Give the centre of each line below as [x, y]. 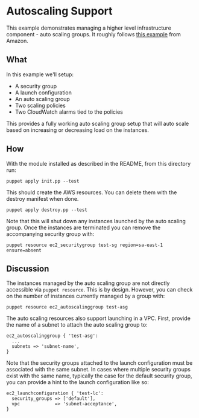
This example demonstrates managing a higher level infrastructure [89, 28]
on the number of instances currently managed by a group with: [86, 296]
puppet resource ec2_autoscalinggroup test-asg [67, 307]
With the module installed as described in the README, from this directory [99, 163]
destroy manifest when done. [43, 198]
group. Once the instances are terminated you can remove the [84, 227]
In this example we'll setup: [40, 74]
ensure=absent [24, 250]
